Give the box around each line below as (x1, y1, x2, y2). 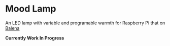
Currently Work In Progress (5, 35, 64, 41)
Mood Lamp (5, 3, 57, 15)
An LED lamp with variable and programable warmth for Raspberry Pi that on (5, 20, 165, 26)
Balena (5, 25, 20, 31)
